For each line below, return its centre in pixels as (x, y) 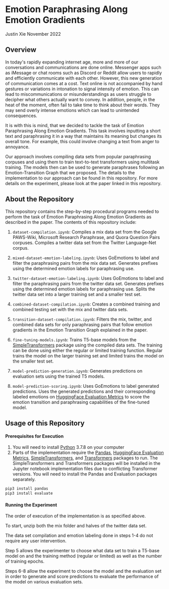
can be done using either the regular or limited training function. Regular (88, 350)
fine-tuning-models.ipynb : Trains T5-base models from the (74, 339)
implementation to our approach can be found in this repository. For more (81, 178)
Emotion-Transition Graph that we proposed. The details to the (70, 172)
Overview (21, 50)
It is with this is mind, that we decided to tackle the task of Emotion (75, 125)
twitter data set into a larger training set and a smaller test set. (77, 294)
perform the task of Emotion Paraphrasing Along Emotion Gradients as (78, 217)
